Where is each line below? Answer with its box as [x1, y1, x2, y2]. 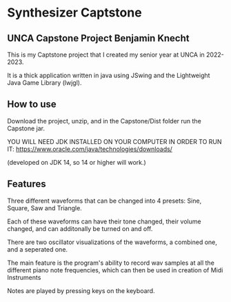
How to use [7, 99, 57, 110]
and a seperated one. [7, 245, 68, 253]
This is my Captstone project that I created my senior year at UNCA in [7, 50, 205, 59]
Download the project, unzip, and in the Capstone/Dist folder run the [7, 117, 201, 125]
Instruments [7, 273, 41, 281]
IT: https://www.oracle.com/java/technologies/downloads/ [7, 145, 172, 153]
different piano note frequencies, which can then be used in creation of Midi [7, 265, 223, 274]
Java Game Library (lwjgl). [7, 79, 82, 87]
